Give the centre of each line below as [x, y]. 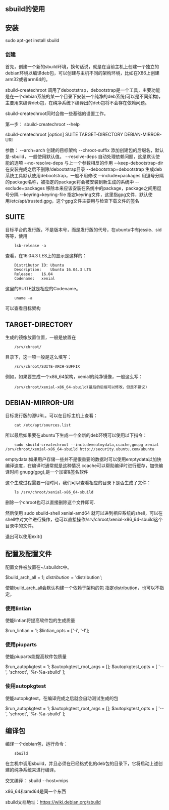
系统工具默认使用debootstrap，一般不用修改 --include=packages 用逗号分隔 [84, 175]
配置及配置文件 [29, 554]
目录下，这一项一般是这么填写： [38, 357]
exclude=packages [25, 188]
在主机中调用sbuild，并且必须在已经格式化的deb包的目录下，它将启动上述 [82, 763]
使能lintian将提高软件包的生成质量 [40, 621]
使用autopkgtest [26, 686]
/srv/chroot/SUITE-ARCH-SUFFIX [47, 367]
